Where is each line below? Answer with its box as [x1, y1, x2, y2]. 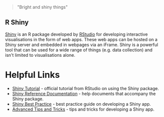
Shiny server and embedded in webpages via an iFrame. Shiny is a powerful [5, 42, 158, 47]
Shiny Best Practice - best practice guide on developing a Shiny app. [12, 101, 151, 107]
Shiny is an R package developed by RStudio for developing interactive [5, 31, 148, 37]
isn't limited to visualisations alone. [5, 52, 75, 58]
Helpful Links [5, 70, 60, 80]
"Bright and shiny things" [17, 4, 68, 10]
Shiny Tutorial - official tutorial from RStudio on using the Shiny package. [12, 85, 159, 91]
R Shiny [5, 18, 29, 26]
